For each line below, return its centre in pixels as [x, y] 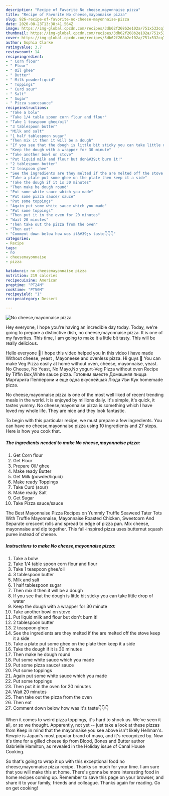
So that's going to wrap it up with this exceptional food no [65, 761]
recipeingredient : [25, 56]
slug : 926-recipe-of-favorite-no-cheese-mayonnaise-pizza [67, 19]
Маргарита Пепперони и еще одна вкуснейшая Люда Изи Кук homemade [84, 380]
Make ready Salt [30, 492]
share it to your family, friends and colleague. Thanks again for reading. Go [83, 782]
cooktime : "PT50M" [25, 290]
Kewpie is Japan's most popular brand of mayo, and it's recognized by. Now [84, 735]
